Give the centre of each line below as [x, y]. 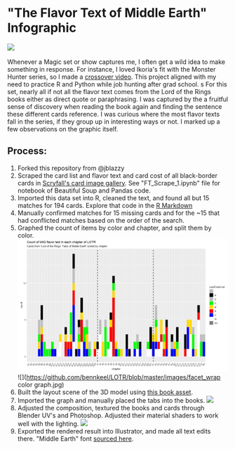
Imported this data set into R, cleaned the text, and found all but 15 [113, 197]
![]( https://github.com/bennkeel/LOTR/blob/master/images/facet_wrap [119, 377]
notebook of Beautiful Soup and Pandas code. [84, 190]
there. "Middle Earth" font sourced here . [75, 439]
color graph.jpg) [41, 385]
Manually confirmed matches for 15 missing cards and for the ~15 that [118, 213]
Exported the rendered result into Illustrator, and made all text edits [114, 431]
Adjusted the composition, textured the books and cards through [111, 408]
